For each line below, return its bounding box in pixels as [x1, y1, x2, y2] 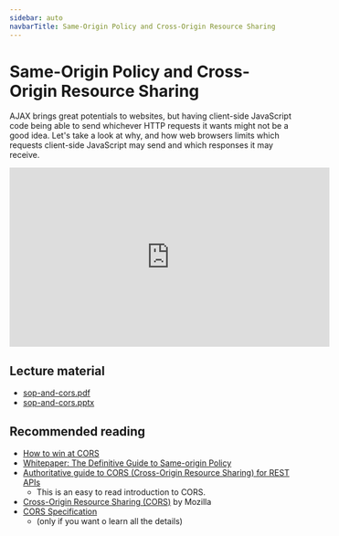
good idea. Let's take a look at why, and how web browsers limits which [9, 130, 281, 142]
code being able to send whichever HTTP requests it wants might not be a [9, 121, 290, 131]
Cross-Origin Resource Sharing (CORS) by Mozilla [22, 497, 212, 508]
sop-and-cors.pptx [22, 397, 95, 408]
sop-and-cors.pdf [22, 387, 91, 398]
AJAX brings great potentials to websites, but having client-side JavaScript [9, 110, 292, 121]
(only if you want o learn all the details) [36, 516, 183, 527]
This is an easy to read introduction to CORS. [36, 487, 207, 498]
